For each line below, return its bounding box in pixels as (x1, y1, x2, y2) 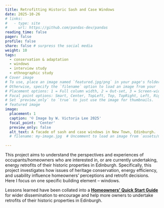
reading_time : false (5, 30, 47, 35)
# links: (5, 16, 23, 21)
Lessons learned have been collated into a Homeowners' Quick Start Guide (5, 187, 159, 193)
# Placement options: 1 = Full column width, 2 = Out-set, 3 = (5, 89, 137, 94)
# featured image (5, 102, 41, 107)
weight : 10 (5, 48, 27, 53)
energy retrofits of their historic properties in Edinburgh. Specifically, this (5, 162, 152, 168)
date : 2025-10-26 (5, 12, 41, 17)
